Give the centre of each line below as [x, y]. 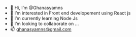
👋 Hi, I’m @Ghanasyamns [37, 8]
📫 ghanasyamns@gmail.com [41, 29]
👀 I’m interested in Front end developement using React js [70, 13]
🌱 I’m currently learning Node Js [44, 18]
